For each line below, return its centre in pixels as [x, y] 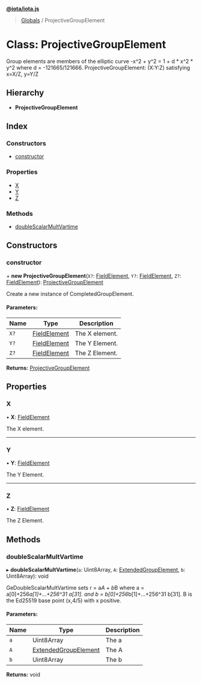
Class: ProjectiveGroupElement [86, 45]
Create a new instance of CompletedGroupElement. [70, 293]
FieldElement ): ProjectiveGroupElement [55, 282]
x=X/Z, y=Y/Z [23, 74]
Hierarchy [25, 93]
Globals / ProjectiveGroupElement [63, 20]
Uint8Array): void [28, 576]
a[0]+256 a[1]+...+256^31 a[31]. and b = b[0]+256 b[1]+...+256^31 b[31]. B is [99, 594]
